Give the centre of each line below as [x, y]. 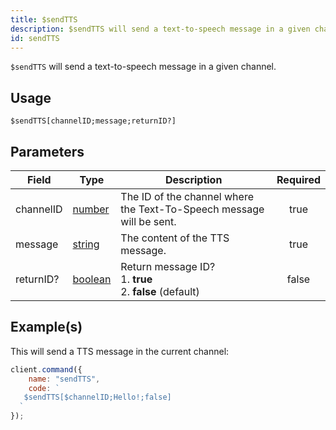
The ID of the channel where [187, 196]
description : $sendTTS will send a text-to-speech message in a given [160, 29]
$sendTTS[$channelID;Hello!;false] [97, 397]
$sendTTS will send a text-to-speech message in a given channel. [143, 67]
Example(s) [46, 327]
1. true [136, 279]
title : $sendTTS [44, 19]
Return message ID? [168, 266]
